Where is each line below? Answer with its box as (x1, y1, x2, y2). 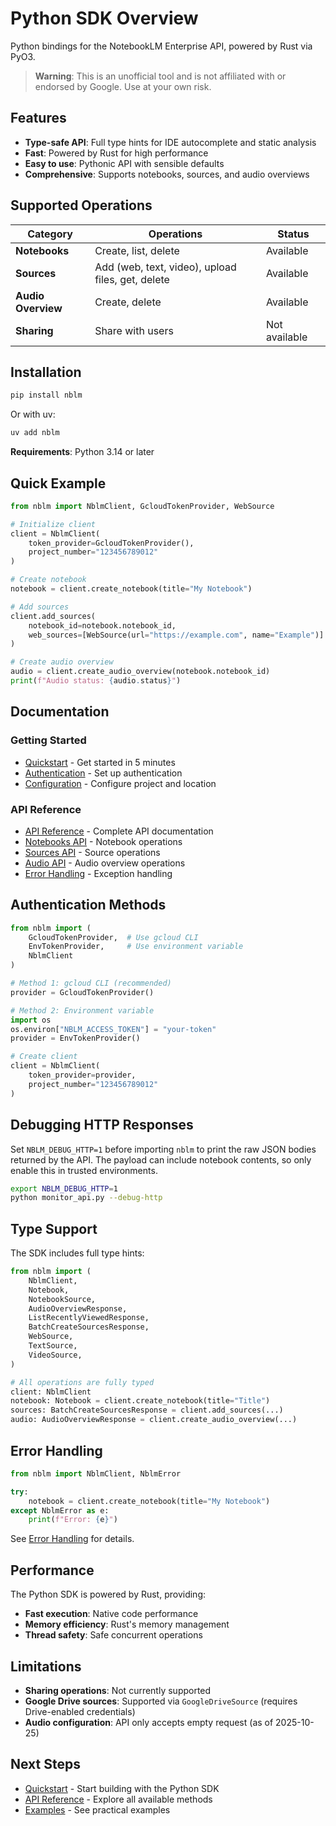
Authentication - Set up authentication (24, 767, 183, 779)
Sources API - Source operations (24, 846, 161, 858)
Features (10, 110, 67, 127)
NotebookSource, (28, 1294, 97, 1304)
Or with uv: (10, 408, 56, 421)
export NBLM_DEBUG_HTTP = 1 (10, 1183, 118, 1194)
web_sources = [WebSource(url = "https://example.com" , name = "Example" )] (28, 630, 325, 640)
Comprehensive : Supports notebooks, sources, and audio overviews (24, 168, 310, 180)
